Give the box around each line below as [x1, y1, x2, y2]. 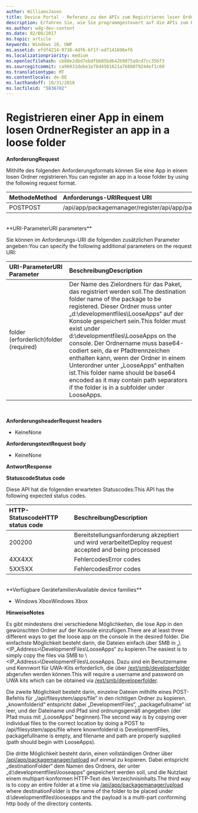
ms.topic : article [6, 36, 51, 42]
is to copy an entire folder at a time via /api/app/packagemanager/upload [6, 781, 184, 788]
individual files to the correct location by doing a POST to [6, 719, 145, 726]
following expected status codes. [6, 492, 87, 499]
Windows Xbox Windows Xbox [14, 597, 88, 605]
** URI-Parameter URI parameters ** [6, 225, 93, 232]
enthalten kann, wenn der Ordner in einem [69, 353, 186, 362]
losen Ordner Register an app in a [6, 123, 170, 137]
